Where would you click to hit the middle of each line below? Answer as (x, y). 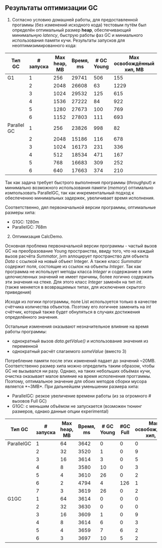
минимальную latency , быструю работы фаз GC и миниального (77, 35)
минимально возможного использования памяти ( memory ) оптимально (79, 187)
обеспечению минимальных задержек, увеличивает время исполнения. (80, 198)
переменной (25, 346)
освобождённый (134, 64)
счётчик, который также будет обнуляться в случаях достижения (73, 312)
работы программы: (26, 331)
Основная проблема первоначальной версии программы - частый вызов (81, 246)
